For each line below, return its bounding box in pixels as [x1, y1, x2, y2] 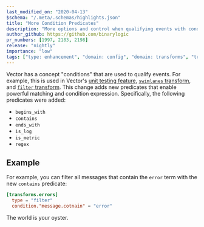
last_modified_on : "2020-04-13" [6, 8, 88, 15]
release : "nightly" [6, 43, 56, 49]
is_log [15, 128, 32, 134]
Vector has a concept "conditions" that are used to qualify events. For [6, 70, 181, 77]
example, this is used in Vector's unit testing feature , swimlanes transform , [6, 77, 191, 84]
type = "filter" [12, 197, 53, 203]
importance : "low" [6, 48, 53, 54]
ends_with [15, 122, 41, 128]
